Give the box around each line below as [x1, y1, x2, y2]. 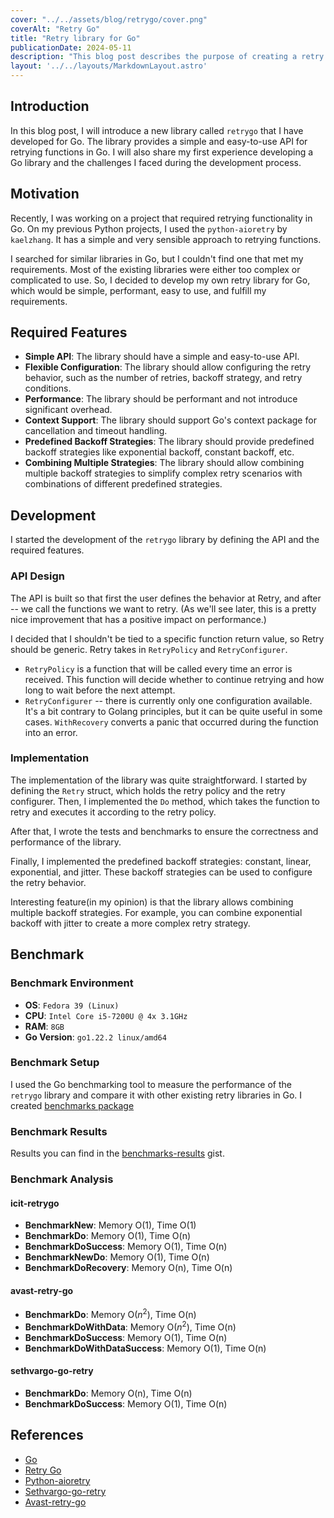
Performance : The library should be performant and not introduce [24, 393, 298, 405]
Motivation [10, 186, 80, 203]
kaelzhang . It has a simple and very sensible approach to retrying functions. [10, 233, 322, 245]
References [10, 1427, 84, 1444]
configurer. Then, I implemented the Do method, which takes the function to [10, 795, 320, 807]
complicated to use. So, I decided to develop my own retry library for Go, [10, 274, 311, 286]
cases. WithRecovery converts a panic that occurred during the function [24, 716, 319, 728]
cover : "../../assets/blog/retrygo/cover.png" [10, 14, 208, 25]
